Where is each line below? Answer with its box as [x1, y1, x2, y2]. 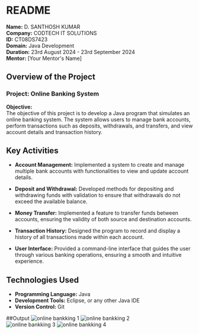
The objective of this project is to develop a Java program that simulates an [6, 109, 190, 116]
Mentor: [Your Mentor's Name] [6, 55, 82, 62]
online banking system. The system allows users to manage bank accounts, [6, 116, 191, 123]
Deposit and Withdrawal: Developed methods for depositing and [14, 185, 174, 193]
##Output [6, 315, 30, 322]
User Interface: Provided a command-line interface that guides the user [14, 245, 191, 252]
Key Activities [6, 146, 59, 156]
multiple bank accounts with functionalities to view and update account [14, 167, 189, 175]
